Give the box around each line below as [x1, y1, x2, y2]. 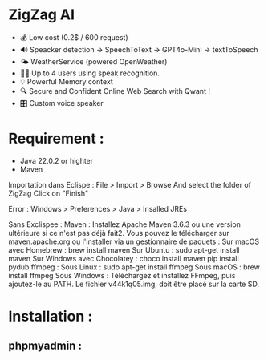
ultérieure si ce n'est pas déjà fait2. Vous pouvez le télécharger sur [8, 228, 230, 237]
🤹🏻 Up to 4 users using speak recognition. [19, 68, 160, 78]
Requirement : [8, 130, 104, 148]
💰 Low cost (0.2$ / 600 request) [19, 32, 128, 42]
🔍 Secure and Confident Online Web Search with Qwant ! [19, 86, 211, 95]
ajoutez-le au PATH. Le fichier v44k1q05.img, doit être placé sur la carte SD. [8, 279, 259, 289]
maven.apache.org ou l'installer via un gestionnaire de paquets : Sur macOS [8, 237, 260, 246]
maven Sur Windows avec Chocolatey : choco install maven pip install [8, 253, 239, 263]
